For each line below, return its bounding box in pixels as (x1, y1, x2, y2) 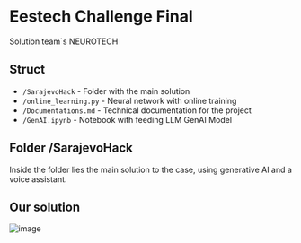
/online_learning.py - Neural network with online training (22, 95, 237, 106)
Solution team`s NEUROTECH (9, 36, 119, 47)
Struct (9, 62, 46, 77)
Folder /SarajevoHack (9, 141, 133, 156)
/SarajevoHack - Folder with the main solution (22, 85, 190, 96)
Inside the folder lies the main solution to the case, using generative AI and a (9, 164, 292, 175)
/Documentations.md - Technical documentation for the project (22, 105, 252, 116)
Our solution (9, 199, 81, 214)
